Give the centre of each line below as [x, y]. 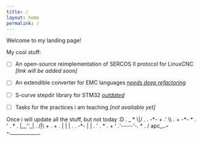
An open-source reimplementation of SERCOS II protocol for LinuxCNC [104, 64]
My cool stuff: [24, 52]
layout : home [23, 18]
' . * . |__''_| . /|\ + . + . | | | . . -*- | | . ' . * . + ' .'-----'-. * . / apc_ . [85, 126]
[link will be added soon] [46, 71]
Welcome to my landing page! [44, 41]
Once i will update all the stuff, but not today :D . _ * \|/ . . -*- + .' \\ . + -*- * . [101, 119]
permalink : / [23, 23]
